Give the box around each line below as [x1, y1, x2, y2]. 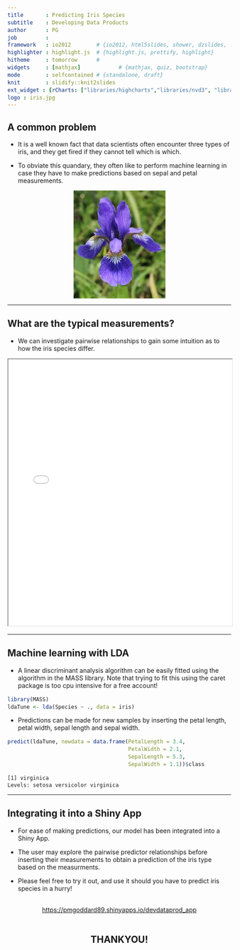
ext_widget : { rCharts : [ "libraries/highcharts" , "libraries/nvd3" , [7, 86, 212, 94]
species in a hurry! [17, 884, 72, 892]
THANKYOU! [90, 934, 148, 946]
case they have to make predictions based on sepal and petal [17, 169, 197, 178]
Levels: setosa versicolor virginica [7, 782, 119, 789]
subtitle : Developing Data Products [7, 18, 129, 26]
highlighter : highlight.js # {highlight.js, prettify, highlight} [7, 49, 214, 56]
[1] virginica [7, 774, 50, 782]
